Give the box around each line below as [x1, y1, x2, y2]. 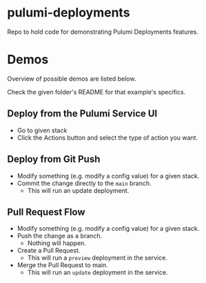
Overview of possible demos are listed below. [7, 74, 136, 83]
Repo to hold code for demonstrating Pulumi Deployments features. [7, 28, 198, 36]
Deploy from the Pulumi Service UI [7, 108, 158, 120]
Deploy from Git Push [7, 154, 101, 165]
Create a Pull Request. [17, 247, 81, 255]
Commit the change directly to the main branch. [17, 179, 152, 187]
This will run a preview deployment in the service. [27, 253, 167, 262]
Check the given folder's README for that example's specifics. [7, 87, 186, 96]
